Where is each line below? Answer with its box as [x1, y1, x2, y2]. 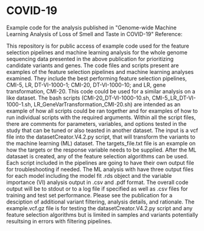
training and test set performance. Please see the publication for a [6, 191, 172, 199]
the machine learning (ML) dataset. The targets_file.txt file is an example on [6, 139, 196, 147]
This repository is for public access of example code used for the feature [6, 42, 189, 50]
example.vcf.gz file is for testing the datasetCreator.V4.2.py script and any [6, 204, 193, 211]
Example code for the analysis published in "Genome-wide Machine [6, 24, 177, 31]
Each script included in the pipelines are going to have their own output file [6, 159, 194, 166]
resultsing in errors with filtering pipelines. [6, 218, 113, 225]
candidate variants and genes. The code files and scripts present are [6, 62, 180, 69]
